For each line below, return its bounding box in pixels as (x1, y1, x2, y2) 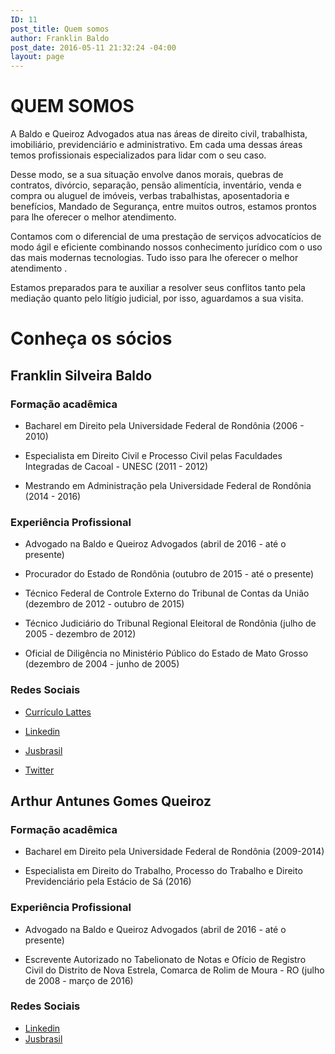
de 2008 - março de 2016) (24, 974, 134, 986)
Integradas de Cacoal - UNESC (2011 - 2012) (24, 460, 209, 472)
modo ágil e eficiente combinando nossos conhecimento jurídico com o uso (10, 241, 323, 253)
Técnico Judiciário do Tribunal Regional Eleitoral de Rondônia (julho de (24, 617, 317, 630)
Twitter (24, 764, 55, 776)
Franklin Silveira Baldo (10, 367, 153, 384)
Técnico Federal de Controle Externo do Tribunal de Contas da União (24, 587, 310, 600)
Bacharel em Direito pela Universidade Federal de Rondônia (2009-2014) (24, 846, 325, 858)
